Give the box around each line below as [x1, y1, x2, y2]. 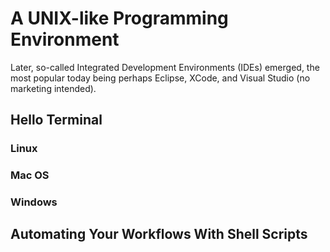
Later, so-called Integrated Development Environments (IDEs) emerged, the [10, 61, 320, 73]
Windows [10, 195, 58, 209]
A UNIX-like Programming [10, 7, 229, 30]
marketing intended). [10, 82, 97, 94]
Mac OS [10, 168, 50, 182]
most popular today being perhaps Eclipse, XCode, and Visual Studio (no [10, 72, 311, 84]
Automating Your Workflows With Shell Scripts [10, 226, 308, 243]
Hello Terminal [10, 112, 103, 129]
